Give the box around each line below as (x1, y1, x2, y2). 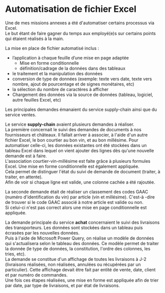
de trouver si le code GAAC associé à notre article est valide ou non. (5, 199, 144, 205)
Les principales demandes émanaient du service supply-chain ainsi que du (5, 106, 157, 112)
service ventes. (5, 111, 36, 117)
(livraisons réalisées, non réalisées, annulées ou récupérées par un (5, 261, 141, 267)
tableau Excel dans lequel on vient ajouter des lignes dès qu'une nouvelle (5, 147, 154, 153)
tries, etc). (5, 251, 26, 257)
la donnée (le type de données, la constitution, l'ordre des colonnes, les (5, 245, 151, 251)
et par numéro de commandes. (5, 272, 68, 278)
